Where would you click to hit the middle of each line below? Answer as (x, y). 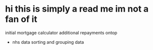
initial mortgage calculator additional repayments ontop (61, 33)
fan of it (21, 19)
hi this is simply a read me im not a (77, 9)
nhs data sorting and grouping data (48, 42)
